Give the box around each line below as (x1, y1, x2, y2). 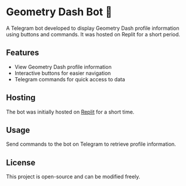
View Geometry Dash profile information (14, 63, 112, 70)
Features (6, 48, 39, 58)
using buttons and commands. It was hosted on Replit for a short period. (6, 30, 180, 37)
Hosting (6, 93, 36, 103)
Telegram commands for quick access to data (14, 75, 126, 82)
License (6, 157, 36, 167)
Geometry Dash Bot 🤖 (6, 5, 112, 19)
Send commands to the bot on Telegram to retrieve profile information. (6, 140, 177, 148)
